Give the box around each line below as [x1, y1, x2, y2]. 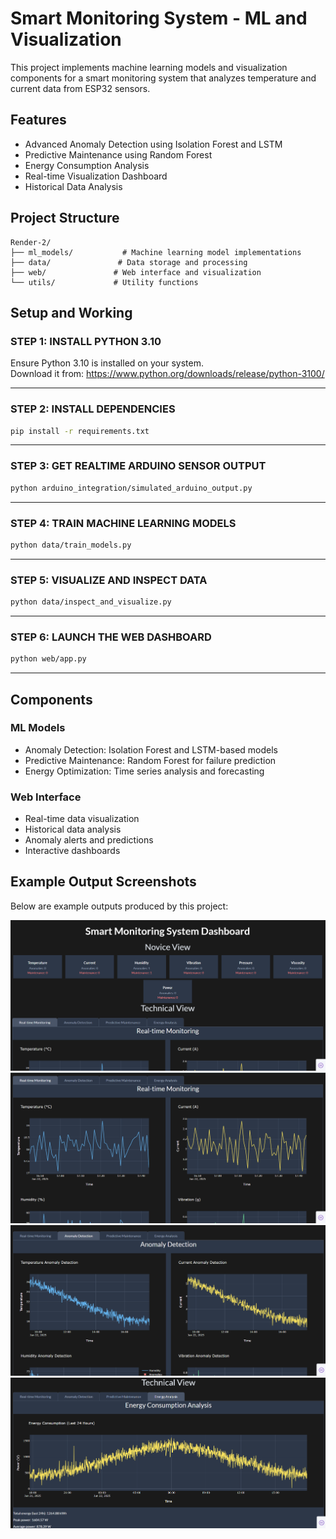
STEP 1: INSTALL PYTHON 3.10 [10, 334, 162, 348]
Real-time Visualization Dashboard [24, 170, 168, 182]
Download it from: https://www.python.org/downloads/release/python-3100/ [10, 368, 325, 380]
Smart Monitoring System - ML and [10, 7, 308, 30]
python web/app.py [10, 654, 87, 664]
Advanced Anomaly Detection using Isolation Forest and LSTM [24, 138, 283, 150]
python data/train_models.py [10, 540, 132, 550]
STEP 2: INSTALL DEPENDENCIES [10, 402, 176, 416]
